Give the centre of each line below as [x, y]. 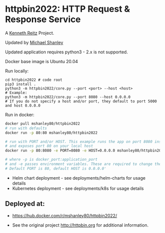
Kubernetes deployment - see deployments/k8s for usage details [78, 188]
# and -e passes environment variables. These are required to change [79, 164]
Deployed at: [25, 204]
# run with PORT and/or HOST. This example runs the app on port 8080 [79, 141]
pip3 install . [21, 84]
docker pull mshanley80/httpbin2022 [42, 123]
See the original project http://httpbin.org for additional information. [80, 225]
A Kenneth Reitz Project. [30, 33]
